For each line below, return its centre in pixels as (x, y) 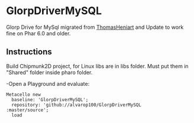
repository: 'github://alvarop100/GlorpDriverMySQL (77, 105)
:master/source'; (28, 110)
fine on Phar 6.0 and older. (38, 33)
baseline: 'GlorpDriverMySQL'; (50, 99)
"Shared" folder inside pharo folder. (49, 72)
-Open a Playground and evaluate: (48, 84)
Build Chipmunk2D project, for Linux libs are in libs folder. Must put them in (97, 66)
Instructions (29, 52)
